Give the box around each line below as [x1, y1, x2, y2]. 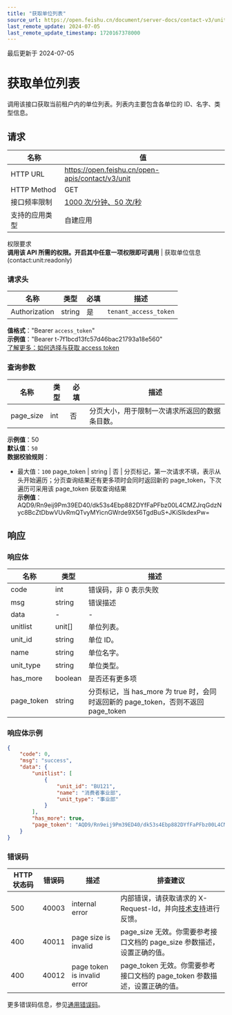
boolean [55, 673, 82, 683]
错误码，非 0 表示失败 [88, 585, 159, 595]
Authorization [10, 307, 55, 317]
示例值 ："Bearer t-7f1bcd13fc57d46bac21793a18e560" [7, 335, 163, 344]
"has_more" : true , [32, 815, 85, 822]
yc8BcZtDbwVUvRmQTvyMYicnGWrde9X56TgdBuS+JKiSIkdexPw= [17, 508, 210, 516]
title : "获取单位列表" [7, 10, 66, 17]
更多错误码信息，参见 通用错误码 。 [7, 1001, 104, 1008]
